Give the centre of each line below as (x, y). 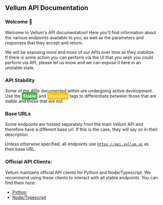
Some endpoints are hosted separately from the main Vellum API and (74, 124)
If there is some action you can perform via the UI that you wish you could (79, 57)
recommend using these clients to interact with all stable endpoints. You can (81, 177)
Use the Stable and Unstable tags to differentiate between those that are (81, 96)
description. (17, 135)
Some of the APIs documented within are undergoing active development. (79, 91)
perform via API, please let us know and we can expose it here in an (73, 62)
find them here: (20, 183)
